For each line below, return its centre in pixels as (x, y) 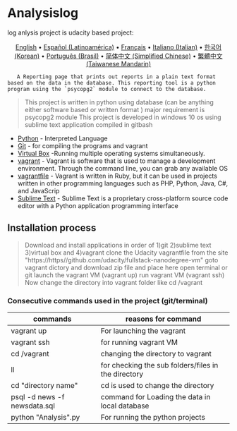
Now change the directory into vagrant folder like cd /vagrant (114, 282)
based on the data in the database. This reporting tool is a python (112, 83)
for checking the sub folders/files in (159, 365)
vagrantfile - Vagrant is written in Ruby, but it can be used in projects (117, 176)
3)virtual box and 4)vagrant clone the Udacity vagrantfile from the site (126, 253)
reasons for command (164, 319)
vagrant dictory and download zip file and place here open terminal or (126, 267)
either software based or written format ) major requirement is (115, 109)
